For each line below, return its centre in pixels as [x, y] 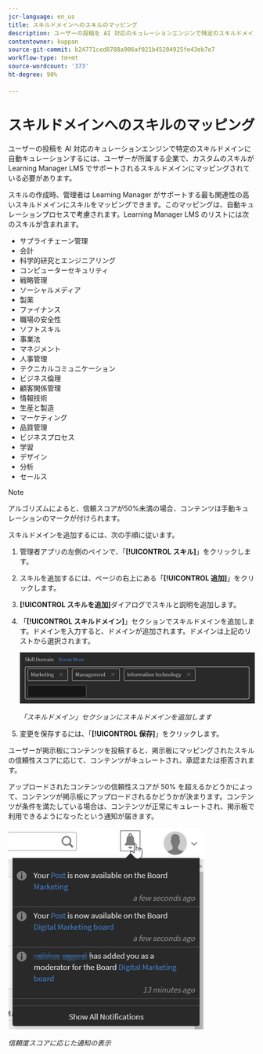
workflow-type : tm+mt [43, 58]
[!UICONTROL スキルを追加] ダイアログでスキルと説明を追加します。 [130, 604]
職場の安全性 [40, 319]
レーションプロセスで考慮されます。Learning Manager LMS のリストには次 [129, 214]
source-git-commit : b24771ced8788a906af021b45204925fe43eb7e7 [112, 50]
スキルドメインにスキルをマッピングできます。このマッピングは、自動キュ [134, 204]
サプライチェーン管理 [54, 240]
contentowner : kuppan [43, 42]
